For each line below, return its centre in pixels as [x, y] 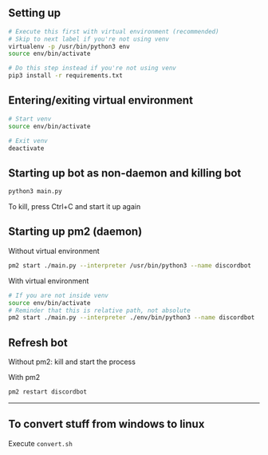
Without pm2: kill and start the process [72, 362]
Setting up [35, 13]
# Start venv [30, 119]
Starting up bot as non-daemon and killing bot [125, 173]
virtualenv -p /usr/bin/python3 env [69, 46]
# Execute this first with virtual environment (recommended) [114, 31]
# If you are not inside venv [59, 295]
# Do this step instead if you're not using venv [93, 68]
